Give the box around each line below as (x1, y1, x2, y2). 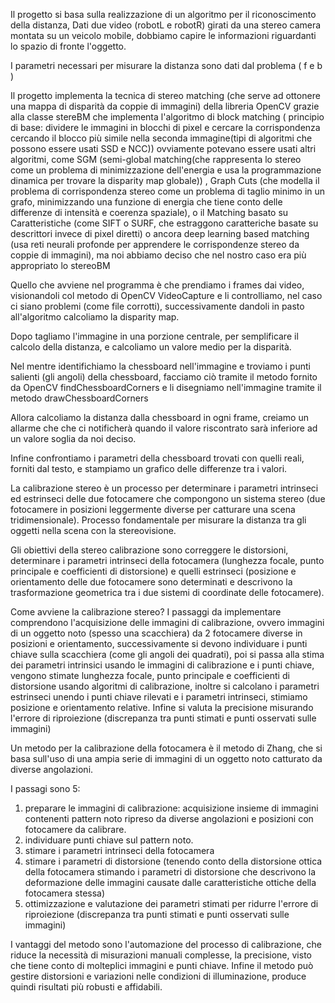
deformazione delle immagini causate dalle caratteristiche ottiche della (24, 877, 317, 888)
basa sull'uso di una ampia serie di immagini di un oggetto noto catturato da (10, 753, 323, 764)
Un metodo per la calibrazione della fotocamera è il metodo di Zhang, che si (10, 742, 323, 754)
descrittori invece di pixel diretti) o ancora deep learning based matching (10, 228, 310, 239)
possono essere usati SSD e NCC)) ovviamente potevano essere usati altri (10, 143, 317, 154)
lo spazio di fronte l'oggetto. (10, 40, 127, 52)
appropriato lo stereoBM (10, 260, 111, 271)
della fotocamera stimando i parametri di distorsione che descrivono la (24, 866, 317, 878)
